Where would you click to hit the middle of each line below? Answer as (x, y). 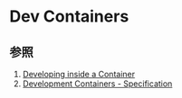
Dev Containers (69, 17)
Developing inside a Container (79, 74)
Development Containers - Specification (97, 84)
